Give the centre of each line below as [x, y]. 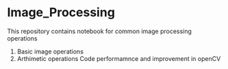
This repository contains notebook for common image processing [99, 31]
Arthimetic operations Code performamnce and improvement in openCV [119, 58]
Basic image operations [50, 51]
